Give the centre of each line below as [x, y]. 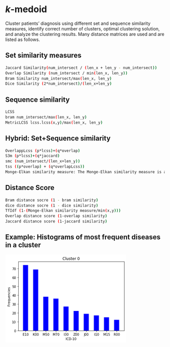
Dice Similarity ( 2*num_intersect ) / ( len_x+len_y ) [59, 84]
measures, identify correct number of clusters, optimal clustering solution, [82, 28]
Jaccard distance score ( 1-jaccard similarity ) [56, 221]
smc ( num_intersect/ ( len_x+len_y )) [43, 161]
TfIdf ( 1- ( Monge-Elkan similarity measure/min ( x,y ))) [63, 211]
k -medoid [26, 9]
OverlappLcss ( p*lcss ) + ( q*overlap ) [43, 150]
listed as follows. [23, 40]
